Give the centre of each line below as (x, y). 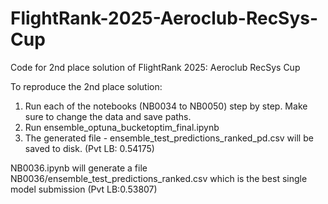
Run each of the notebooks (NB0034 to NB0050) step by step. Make (166, 106)
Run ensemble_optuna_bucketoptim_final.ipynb (122, 127)
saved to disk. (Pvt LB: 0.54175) (89, 148)
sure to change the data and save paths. (108, 116)
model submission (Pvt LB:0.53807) (84, 189)
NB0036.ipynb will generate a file (79, 168)
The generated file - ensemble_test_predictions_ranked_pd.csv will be (169, 138)
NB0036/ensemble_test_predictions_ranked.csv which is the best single (159, 178)
